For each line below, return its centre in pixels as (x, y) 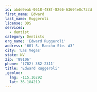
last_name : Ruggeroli (27, 18)
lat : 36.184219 (25, 82)
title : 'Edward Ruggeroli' (32, 69)
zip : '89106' (18, 59)
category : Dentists (25, 37)
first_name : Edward (25, 14)
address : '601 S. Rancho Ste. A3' (40, 46)
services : (15, 28)
